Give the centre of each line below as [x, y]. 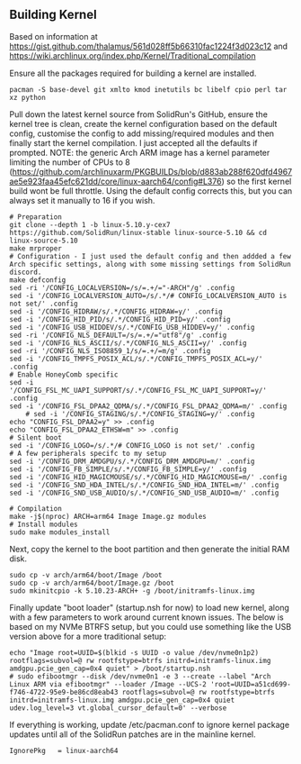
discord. [26, 272]
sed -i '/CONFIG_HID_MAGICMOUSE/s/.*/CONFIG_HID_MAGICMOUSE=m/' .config [148, 477]
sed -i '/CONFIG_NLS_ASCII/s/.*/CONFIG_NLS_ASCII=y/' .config [128, 343]
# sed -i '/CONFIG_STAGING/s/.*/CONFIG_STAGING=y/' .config [140, 414]
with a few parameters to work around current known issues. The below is [147, 617]
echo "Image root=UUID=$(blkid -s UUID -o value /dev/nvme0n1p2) [134, 652]
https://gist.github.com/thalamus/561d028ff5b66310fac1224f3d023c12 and [149, 46]
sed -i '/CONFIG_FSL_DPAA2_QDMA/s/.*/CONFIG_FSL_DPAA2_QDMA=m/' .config [148, 406]
